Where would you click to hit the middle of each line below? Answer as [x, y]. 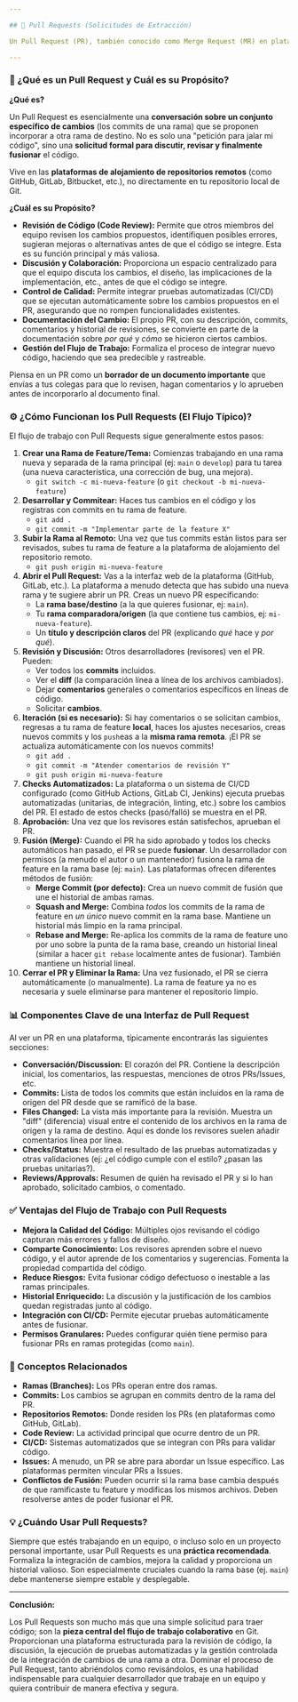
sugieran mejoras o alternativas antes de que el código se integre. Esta [152, 244]
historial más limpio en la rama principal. [109, 926]
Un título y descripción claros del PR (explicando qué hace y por [154, 633]
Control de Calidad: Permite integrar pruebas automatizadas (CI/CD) [148, 291]
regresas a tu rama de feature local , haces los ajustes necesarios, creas [153, 727]
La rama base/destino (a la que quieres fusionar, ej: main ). [142, 605]
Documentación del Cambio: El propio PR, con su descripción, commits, [155, 319]
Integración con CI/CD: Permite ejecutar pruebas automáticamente [145, 1315]
